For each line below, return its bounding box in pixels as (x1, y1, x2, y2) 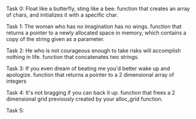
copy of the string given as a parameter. (6, 36, 105, 42)
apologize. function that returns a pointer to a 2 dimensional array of (6, 71, 174, 78)
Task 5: (6, 107, 24, 114)
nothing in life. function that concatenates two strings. (6, 54, 139, 60)
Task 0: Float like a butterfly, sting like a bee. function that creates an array (6, 5, 190, 12)
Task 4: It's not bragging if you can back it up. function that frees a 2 (6, 89, 175, 96)
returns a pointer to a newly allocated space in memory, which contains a (6, 29, 186, 36)
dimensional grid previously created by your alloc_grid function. (6, 95, 163, 102)
